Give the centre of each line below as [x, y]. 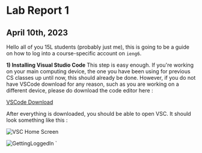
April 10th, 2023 [37, 33]
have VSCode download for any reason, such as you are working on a [93, 84]
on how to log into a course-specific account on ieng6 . [74, 53]
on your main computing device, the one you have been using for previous [98, 71]
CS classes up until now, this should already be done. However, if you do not [101, 78]
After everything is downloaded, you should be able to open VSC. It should [99, 114]
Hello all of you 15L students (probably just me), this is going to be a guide [98, 47]
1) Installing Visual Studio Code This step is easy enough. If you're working [100, 65]
